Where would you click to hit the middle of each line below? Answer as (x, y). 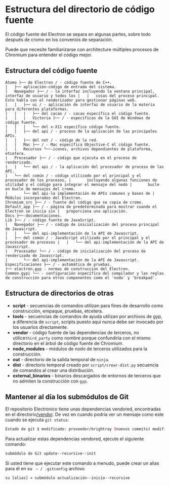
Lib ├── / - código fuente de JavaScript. (51, 220)
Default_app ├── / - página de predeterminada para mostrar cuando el (81, 206)
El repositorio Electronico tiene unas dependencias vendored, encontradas (83, 409)
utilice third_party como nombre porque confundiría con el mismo (81, 338)
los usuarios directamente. (40, 327)
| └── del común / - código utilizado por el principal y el (73, 176)
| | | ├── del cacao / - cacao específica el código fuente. (78, 113)
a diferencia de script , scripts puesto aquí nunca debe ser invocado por (88, 322)
